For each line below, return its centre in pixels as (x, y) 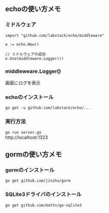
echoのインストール (29, 97)
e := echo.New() (22, 44)
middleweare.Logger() (33, 71)
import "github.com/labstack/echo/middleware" (55, 35)
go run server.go (23, 132)
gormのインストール (30, 170)
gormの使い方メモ (34, 154)
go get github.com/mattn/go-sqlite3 (43, 205)
